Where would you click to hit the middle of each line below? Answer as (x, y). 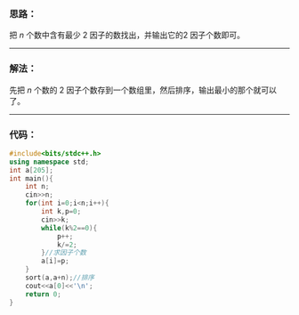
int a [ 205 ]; (31, 170)
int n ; (37, 187)
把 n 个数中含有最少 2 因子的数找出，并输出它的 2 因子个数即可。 (127, 35)
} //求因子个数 (64, 253)
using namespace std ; (49, 162)
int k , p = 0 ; (61, 212)
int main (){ (31, 178)
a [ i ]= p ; (55, 261)
